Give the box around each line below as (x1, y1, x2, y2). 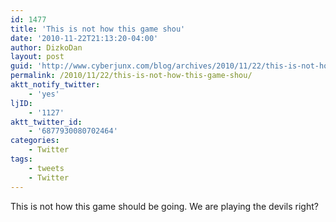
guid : (10, 61, 33, 71)
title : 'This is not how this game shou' (10, 24, 186, 34)
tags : (10, 154, 33, 164)
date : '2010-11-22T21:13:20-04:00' (10, 33, 159, 43)
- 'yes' (28, 89, 60, 99)
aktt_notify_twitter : (10, 80, 101, 90)
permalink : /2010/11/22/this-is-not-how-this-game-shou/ (10, 71, 253, 81)
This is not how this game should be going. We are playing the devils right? (10, 200, 319, 212)
